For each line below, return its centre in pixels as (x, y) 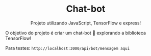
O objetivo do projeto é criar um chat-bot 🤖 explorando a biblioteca (76, 33)
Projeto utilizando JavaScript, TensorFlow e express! (86, 23)
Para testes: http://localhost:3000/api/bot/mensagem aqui (68, 48)
